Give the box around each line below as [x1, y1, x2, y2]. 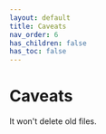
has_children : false [9, 38, 88, 48]
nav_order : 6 [9, 30, 59, 39]
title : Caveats [9, 22, 67, 31]
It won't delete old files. [9, 116, 97, 127]
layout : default [9, 13, 71, 23]
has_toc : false [9, 47, 67, 56]
